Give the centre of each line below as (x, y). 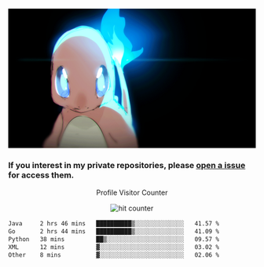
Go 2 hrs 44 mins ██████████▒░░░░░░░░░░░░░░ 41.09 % (114, 232)
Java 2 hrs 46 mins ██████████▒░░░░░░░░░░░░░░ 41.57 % (114, 224)
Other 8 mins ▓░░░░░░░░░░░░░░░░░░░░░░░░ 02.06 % (114, 255)
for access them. (41, 175)
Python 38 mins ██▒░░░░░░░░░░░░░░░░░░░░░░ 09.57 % (114, 240)
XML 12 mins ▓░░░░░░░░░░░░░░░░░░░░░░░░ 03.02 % (114, 247)
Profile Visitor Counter (132, 192)
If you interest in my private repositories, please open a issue (127, 166)
